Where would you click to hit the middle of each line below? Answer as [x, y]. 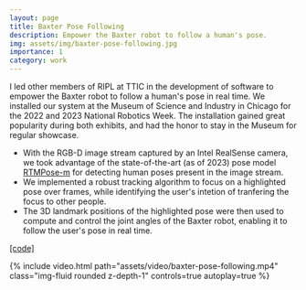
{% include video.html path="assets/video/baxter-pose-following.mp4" [144, 266]
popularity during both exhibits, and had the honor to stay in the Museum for [153, 125]
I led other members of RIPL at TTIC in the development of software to [142, 86]
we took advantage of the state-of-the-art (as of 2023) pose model [149, 162]
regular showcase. [44, 135]
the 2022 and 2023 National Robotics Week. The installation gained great [148, 116]
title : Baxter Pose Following [67, 27]
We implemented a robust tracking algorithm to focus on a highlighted [154, 182]
